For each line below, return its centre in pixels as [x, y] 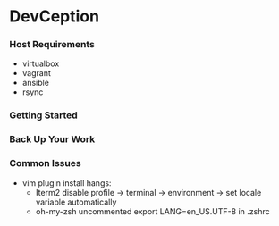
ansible [35, 83]
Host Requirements [52, 45]
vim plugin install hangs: [67, 183]
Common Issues [46, 163]
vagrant [37, 73]
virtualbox [41, 63]
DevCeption [55, 17]
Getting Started [43, 115]
